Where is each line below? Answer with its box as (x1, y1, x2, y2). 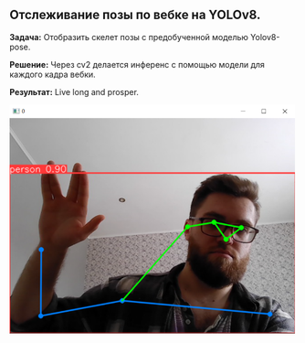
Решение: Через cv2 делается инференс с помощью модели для (9, 59, 265, 70)
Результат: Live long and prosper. (9, 86, 140, 97)
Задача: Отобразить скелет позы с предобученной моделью (9, 31, 249, 42)
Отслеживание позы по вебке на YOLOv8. (9, 7, 261, 23)
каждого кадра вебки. (9, 69, 96, 80)
